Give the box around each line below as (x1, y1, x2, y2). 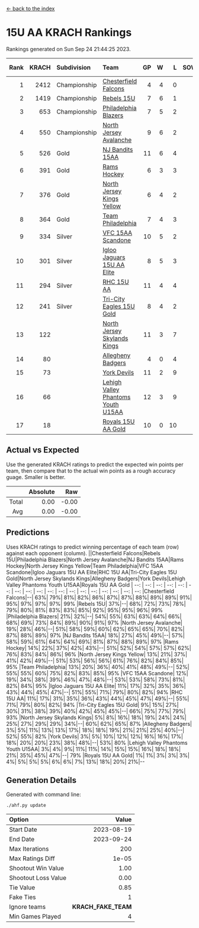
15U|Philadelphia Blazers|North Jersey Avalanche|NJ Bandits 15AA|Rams (6, 556, 184, 563)
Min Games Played (9, 913, 61, 921)
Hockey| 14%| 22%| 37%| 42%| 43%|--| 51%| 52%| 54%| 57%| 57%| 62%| (6, 644, 191, 652)
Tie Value (9, 883, 36, 892)
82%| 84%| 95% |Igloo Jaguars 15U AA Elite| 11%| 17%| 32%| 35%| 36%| (6, 682, 186, 689)
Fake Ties (9, 893, 37, 901)
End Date (9, 835, 35, 844)
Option (9, 816, 29, 824)
